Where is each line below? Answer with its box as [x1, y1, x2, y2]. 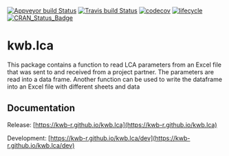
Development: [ [7, 134, 51, 142]
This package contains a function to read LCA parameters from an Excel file [7, 60, 222, 69]
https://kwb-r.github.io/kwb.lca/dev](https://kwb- [50, 134, 190, 142]
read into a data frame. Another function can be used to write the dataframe [7, 75, 222, 83]
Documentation [7, 102, 76, 114]
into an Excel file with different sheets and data [7, 82, 140, 91]
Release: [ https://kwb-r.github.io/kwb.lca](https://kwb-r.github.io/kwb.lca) [7, 120, 218, 129]
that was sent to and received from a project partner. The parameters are [7, 67, 215, 76]
